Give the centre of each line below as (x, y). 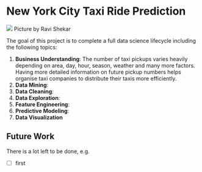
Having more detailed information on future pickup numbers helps (98, 72)
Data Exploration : (38, 98)
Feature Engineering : (42, 104)
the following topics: (32, 47)
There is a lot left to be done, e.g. (48, 151)
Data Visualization (39, 117)
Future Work (31, 136)
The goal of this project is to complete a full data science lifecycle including (101, 40)
